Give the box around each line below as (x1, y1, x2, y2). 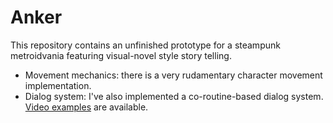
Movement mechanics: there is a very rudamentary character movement (24, 69, 323, 81)
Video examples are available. (24, 101, 149, 113)
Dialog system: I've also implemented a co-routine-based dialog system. (24, 90, 324, 102)
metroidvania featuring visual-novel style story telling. (10, 49, 232, 61)
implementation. (24, 79, 92, 91)
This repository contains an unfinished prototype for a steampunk (10, 39, 281, 51)
